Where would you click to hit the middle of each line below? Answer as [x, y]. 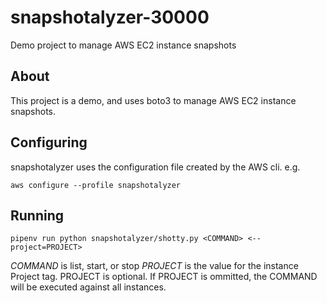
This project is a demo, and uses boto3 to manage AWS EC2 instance [153, 100]
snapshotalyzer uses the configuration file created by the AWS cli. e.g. [155, 167]
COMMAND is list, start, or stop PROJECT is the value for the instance [154, 266]
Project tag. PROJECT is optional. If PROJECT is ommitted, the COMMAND [164, 277]
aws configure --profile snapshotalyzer [96, 185]
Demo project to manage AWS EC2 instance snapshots [123, 45]
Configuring [49, 142]
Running [37, 215]
